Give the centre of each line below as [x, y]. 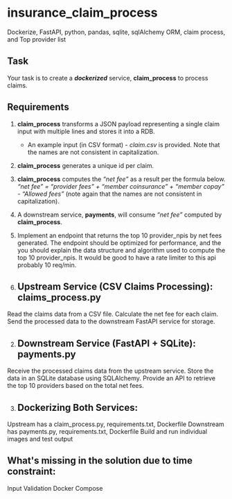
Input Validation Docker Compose [55, 488]
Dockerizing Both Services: [78, 407]
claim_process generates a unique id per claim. [86, 165]
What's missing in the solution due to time [100, 460]
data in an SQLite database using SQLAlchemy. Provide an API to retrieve [111, 378]
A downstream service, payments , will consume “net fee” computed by [119, 214]
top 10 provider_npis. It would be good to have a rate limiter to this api [117, 257]
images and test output [40, 439]
